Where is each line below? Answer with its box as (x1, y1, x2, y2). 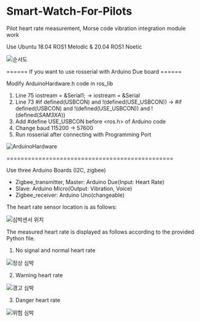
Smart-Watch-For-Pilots (6, 4, 133, 18)
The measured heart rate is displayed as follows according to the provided (6, 228, 194, 236)
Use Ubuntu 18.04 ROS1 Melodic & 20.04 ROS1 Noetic (6, 43, 142, 50)
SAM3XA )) (39, 111, 66, 118)
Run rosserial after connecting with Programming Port (15, 131, 152, 138)
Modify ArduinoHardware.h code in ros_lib (6, 80, 113, 87)
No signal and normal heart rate (15, 247, 96, 254)
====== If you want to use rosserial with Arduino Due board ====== (6, 67, 182, 75)
